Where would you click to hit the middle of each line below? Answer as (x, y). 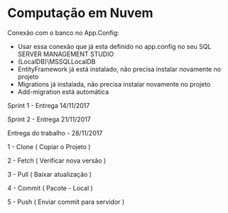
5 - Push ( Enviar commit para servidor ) (66, 202)
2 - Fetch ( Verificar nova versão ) (57, 160)
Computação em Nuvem (81, 13)
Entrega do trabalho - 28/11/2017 (55, 133)
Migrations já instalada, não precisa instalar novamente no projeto (114, 84)
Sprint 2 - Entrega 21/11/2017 (49, 119)
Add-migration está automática (63, 92)
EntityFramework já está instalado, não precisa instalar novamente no (119, 69)
